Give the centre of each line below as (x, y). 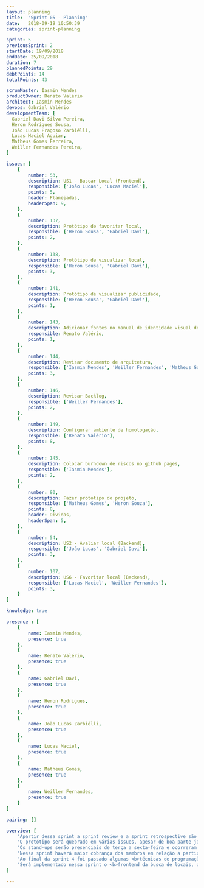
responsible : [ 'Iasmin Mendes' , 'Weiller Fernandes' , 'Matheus (110, 368)
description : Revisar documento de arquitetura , (91, 362)
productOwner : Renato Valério (45, 96)
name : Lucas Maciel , (54, 747)
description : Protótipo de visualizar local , (87, 260)
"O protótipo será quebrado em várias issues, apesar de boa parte (104, 842)
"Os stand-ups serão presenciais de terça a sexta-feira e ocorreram (107, 848)
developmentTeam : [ (31, 113)
